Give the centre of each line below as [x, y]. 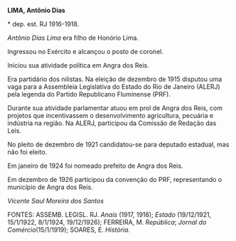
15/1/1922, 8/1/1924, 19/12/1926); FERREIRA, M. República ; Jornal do [107, 222]
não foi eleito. [27, 152]
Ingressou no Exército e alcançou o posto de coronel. [85, 52]
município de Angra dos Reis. [50, 187]
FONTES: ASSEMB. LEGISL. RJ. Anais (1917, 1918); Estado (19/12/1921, [109, 215]
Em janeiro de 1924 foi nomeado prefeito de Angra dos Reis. [95, 166]
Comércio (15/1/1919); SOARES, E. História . [69, 230]
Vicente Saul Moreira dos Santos [56, 201]
